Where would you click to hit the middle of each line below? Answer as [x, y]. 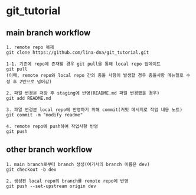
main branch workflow [48, 33]
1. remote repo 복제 [30, 47]
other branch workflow [49, 150]
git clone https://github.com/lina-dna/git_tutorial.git [78, 53]
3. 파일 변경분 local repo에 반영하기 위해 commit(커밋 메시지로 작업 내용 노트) [94, 110]
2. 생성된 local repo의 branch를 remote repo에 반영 [67, 181]
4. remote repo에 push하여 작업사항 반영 [52, 126]
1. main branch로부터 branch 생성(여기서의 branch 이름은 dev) [78, 164]
